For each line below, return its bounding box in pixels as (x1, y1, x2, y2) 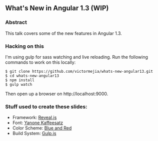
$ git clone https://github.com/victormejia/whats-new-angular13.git (5, 69, 153, 74)
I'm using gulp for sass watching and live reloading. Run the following (5, 54, 148, 60)
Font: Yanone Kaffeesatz (12, 120, 63, 126)
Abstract (5, 19, 27, 26)
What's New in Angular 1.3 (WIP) (5, 4, 109, 12)
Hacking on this (5, 42, 44, 49)
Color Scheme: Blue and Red (12, 125, 72, 131)
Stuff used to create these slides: (5, 103, 87, 110)
